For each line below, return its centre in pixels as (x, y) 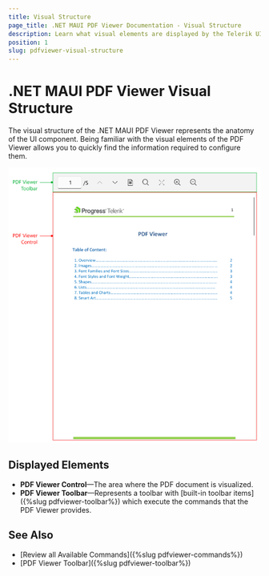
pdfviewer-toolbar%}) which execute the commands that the (149, 501)
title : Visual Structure (50, 17)
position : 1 (28, 42)
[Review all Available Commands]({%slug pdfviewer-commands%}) (131, 554)
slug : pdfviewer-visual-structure (66, 51)
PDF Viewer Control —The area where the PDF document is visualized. (137, 484)
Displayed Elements (59, 465)
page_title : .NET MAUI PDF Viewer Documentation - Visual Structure (125, 25)
